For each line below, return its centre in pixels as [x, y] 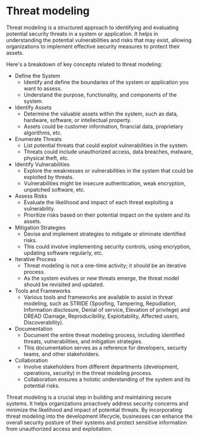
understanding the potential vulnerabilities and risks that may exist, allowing [99, 40]
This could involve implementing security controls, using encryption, [107, 246]
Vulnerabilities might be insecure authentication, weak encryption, [105, 183]
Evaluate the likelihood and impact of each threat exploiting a [98, 202]
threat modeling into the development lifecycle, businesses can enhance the [99, 416]
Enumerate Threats [38, 139]
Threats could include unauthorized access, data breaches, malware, [108, 151]
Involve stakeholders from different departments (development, [101, 367]
